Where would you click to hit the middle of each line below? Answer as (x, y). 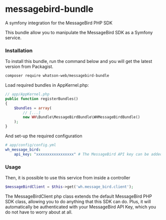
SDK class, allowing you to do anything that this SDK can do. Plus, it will (78, 201)
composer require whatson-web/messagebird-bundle (57, 76)
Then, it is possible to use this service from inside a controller (68, 178)
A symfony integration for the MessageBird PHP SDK (59, 23)
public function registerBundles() (42, 99)
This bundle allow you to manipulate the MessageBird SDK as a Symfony (79, 32)
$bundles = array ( (33, 108)
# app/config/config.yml (31, 145)
